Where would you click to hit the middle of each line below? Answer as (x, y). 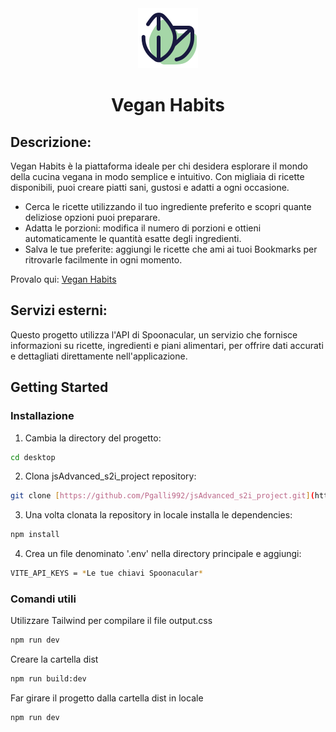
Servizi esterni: (59, 310)
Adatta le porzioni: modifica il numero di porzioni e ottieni (143, 228)
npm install (35, 535)
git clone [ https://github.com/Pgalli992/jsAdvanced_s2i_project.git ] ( (162, 496)
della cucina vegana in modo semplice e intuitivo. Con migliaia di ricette (157, 176)
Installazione (42, 416)
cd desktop (33, 457)
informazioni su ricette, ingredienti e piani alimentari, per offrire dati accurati (167, 345)
